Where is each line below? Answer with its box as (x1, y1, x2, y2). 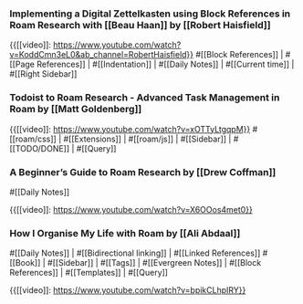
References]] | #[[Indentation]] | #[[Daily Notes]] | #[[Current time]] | (36, 58, 295, 70)
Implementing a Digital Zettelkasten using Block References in (9, 7, 291, 20)
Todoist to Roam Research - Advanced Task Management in (9, 91, 280, 104)
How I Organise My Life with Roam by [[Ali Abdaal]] (9, 226, 241, 239)
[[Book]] (9, 257, 41, 268)
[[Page (9, 58, 35, 70)
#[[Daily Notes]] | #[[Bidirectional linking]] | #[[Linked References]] (9, 247, 261, 258)
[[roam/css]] (9, 133, 57, 144)
